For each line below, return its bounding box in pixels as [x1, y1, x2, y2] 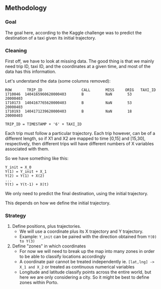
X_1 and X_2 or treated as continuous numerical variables [19, 264, 135, 270]
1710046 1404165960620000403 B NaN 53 [5, 91, 132, 97]
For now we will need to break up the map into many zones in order [19, 248, 155, 254]
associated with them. [5, 146, 50, 152]
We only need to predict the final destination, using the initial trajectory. [5, 190, 148, 196]
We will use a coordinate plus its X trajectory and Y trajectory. [19, 228, 143, 234]
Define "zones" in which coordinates [12, 243, 86, 249]
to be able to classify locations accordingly [19, 254, 106, 260]
